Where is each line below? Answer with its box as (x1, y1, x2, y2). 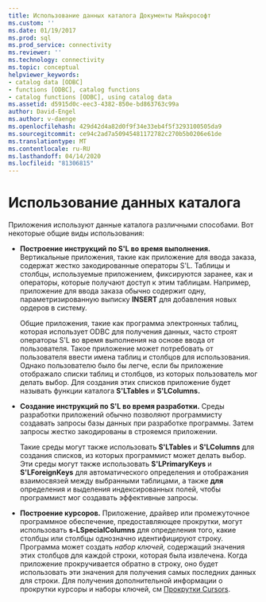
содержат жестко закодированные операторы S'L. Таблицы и (19, 261, 230, 270)
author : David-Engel (8, 108, 77, 116)
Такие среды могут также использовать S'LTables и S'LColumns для (19, 442, 255, 452)
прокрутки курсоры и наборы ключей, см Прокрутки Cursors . (19, 585, 231, 594)
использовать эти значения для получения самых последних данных (19, 568, 256, 577)
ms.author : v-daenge (8, 115, 77, 123)
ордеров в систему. (19, 303, 87, 313)
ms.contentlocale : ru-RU (8, 145, 91, 153)
